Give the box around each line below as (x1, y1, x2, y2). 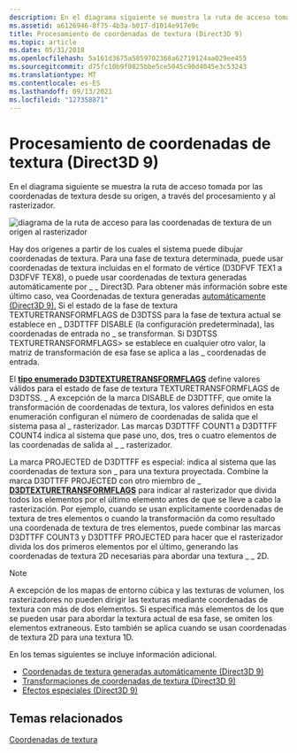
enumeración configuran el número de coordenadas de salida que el (9, 411, 259, 422)
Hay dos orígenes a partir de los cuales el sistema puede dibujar (9, 244, 244, 255)
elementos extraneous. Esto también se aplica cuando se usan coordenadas (9, 623, 287, 634)
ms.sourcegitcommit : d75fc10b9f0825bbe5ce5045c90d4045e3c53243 (9, 63, 247, 72)
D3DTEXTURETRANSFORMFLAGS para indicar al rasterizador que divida (9, 485, 277, 496)
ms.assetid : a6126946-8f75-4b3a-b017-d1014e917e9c (9, 21, 200, 30)
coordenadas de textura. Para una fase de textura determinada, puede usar (9, 253, 285, 264)
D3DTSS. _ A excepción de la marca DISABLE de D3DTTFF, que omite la (9, 393, 272, 403)
